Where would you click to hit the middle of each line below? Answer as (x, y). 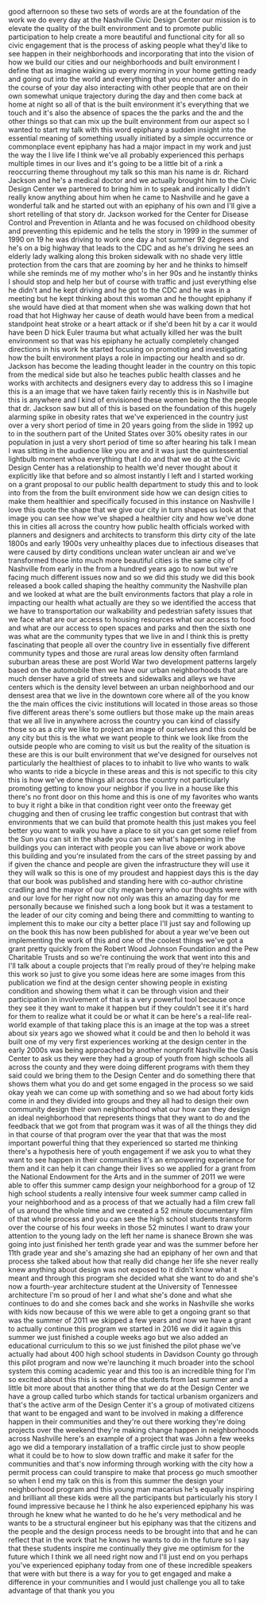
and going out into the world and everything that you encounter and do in (128, 79)
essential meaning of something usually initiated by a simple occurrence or (131, 138)
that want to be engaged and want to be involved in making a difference (126, 1413)
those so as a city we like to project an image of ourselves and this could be (132, 729)
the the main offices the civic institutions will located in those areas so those (133, 704)
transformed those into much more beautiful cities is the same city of (121, 560)
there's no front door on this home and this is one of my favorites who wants (133, 797)
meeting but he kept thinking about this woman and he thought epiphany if (130, 298)
